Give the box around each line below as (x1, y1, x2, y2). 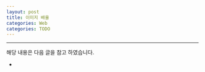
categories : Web (6, 20, 48, 26)
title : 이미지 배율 (6, 15, 49, 21)
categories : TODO (6, 25, 51, 32)
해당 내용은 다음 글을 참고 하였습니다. (6, 49, 95, 56)
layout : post (6, 8, 40, 15)
